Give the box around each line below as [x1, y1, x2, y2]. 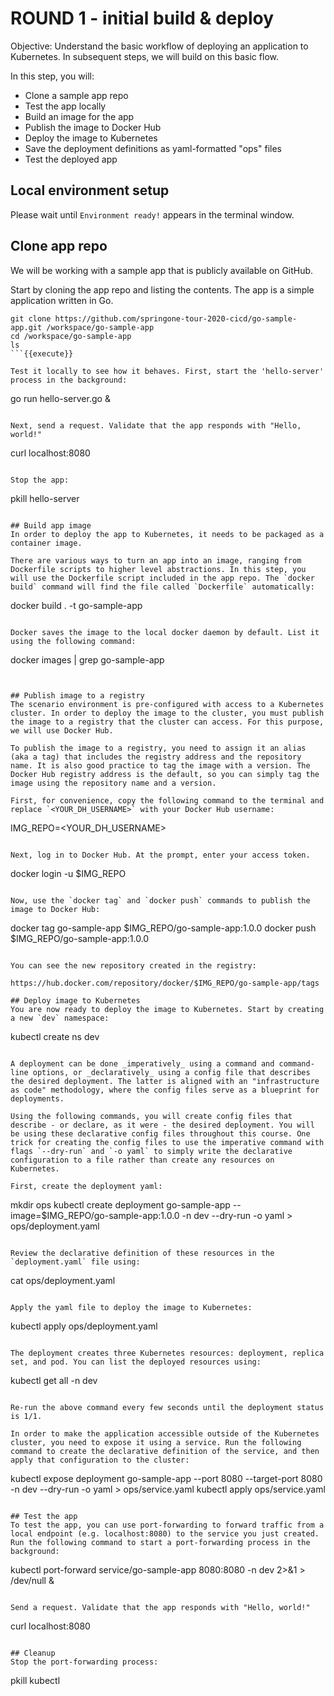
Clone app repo [10, 238, 108, 255]
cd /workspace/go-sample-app [10, 331, 132, 341]
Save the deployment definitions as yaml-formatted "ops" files [24, 142, 282, 154]
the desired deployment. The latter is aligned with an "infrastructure [10, 1076, 320, 1086]
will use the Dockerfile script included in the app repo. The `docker [10, 573, 315, 583]
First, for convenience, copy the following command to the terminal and [10, 795, 325, 806]
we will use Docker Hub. [10, 725, 114, 736]
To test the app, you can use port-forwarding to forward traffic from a [10, 1520, 325, 1530]
